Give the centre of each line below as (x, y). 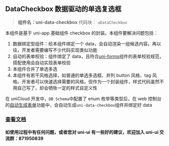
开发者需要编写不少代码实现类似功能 (59, 50)
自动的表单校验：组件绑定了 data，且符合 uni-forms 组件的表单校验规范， (88, 56)
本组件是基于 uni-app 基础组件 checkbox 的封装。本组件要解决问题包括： (82, 33)
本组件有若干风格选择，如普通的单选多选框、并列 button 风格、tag (82, 75)
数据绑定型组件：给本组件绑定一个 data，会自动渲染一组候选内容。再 (84, 43)
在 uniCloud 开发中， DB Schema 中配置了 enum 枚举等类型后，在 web (76, 99)
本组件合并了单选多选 (35, 69)
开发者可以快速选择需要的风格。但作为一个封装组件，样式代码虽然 (91, 81)
